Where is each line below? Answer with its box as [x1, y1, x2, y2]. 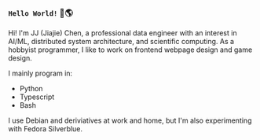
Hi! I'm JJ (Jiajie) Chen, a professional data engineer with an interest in [8, 28, 237, 38]
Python [19, 84, 43, 94]
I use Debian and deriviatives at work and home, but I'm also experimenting [8, 116, 252, 125]
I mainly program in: [8, 68, 73, 78]
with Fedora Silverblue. [8, 124, 83, 134]
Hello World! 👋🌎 [8, 7, 73, 18]
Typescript [19, 92, 55, 101]
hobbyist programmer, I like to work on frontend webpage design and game [8, 45, 253, 54]
